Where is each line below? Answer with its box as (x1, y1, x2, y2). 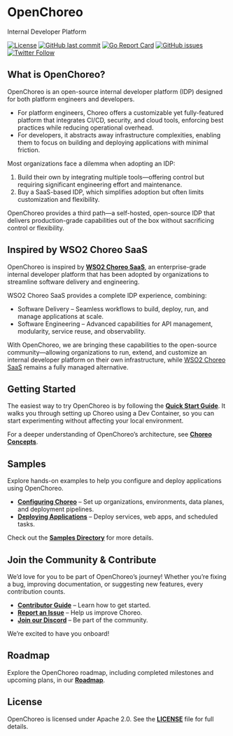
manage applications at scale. (17, 312, 104, 320)
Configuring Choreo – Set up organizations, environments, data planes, (17, 498, 225, 506)
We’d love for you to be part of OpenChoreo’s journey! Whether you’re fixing (7, 573, 227, 580)
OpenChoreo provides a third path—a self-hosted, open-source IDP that (7, 208, 216, 217)
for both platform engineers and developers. (7, 95, 135, 103)
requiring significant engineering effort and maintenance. (17, 180, 183, 189)
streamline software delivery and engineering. (7, 278, 140, 286)
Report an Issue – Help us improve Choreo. (17, 608, 143, 617)
